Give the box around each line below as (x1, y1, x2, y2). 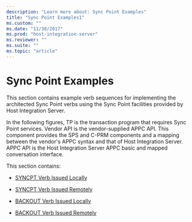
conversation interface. (6, 150, 64, 157)
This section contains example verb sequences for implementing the (6, 94, 176, 101)
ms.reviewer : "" (6, 37, 47, 43)
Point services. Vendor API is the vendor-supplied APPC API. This (6, 125, 169, 132)
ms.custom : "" (6, 20, 42, 26)
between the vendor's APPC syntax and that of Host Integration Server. (6, 138, 184, 145)
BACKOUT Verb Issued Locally (14, 197, 91, 205)
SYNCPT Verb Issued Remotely (14, 185, 93, 193)
